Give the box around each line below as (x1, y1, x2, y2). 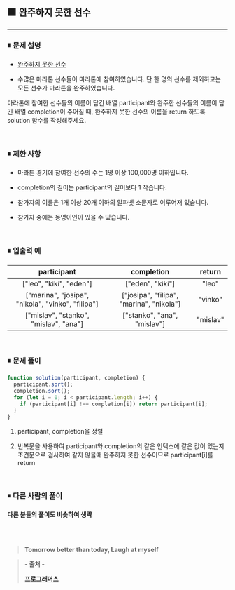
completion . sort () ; (13, 387, 71, 394)
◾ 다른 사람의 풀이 (7, 491, 63, 501)
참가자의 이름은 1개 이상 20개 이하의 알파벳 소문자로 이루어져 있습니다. (17, 199, 208, 207)
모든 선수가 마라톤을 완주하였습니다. (17, 83, 115, 93)
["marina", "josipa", (25, 290, 90, 300)
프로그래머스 (24, 575, 59, 584)
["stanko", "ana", (122, 310, 178, 320)
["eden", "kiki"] (124, 279, 176, 288)
